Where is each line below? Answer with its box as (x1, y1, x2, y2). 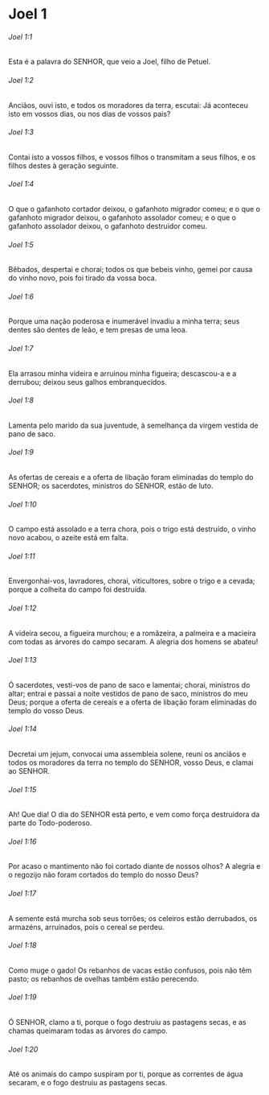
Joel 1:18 (8, 940, 37, 950)
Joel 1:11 (8, 551, 35, 560)
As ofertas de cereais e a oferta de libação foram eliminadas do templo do (8, 473, 254, 482)
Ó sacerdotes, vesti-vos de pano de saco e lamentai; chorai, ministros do (8, 680, 251, 689)
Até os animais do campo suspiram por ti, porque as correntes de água (8, 1069, 243, 1079)
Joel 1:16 (8, 837, 37, 846)
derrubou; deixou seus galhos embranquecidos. (8, 377, 167, 386)
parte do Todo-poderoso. (8, 818, 92, 828)
